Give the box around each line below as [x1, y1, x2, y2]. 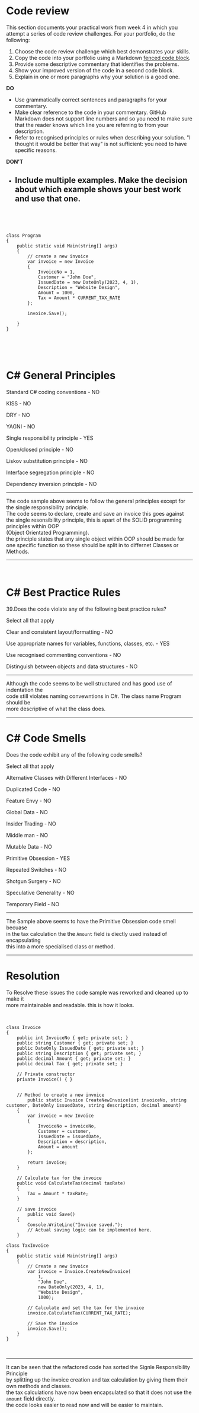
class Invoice [6, 1024, 41, 1030]
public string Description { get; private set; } [17, 1050, 142, 1056]
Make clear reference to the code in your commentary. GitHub [14, 109, 167, 116]
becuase [6, 924, 28, 931]
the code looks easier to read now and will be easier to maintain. [6, 1401, 163, 1408]
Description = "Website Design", [37, 284, 120, 290]
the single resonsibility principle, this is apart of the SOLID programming [6, 516, 182, 523]
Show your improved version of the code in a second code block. [14, 66, 174, 74]
